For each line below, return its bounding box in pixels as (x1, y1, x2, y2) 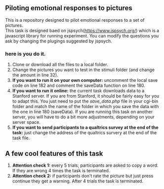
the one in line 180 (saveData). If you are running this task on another (12, 109, 153, 115)
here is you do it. (5, 50, 46, 57)
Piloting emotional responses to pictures (5, 4, 132, 12)
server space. (12, 119, 41, 125)
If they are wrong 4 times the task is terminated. (12, 167, 110, 173)
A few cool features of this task (5, 149, 103, 157)
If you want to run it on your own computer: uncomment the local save (12, 77, 158, 83)
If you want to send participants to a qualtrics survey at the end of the (12, 124, 159, 130)
